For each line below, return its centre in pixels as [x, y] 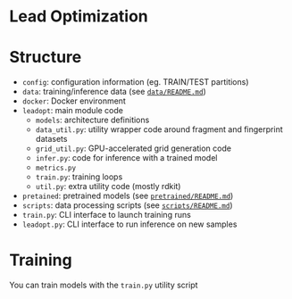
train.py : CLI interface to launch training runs [107, 215]
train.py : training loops [79, 177]
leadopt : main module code [72, 111]
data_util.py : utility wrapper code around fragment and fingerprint [159, 129]
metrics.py [56, 168]
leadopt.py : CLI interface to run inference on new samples [129, 224]
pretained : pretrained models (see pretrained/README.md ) [128, 196]
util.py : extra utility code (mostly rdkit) [108, 187]
